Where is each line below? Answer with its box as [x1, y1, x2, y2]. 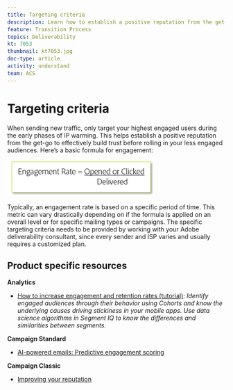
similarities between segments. [17, 321, 106, 330]
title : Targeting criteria [7, 11, 85, 18]
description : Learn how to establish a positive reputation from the [7, 18, 213, 26]
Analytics [7, 278, 36, 286]
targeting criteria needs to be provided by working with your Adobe [7, 225, 200, 233]
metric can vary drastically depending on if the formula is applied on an [7, 210, 212, 218]
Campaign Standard [7, 334, 67, 343]
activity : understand [7, 63, 70, 70]
